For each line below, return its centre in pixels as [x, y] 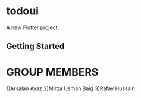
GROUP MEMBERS [52, 72]
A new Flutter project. [33, 27]
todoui [22, 11]
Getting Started [35, 46]
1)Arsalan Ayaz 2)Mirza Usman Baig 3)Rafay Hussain [71, 88]
